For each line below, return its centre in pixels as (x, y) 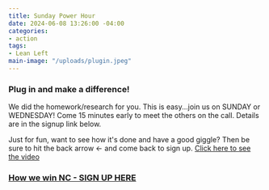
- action (23, 38)
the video (24, 157)
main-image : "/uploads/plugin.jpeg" (70, 61)
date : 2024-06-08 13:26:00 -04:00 (67, 23)
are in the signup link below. (55, 124)
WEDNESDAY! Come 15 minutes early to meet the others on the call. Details (134, 116)
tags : (17, 46)
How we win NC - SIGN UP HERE (72, 178)
